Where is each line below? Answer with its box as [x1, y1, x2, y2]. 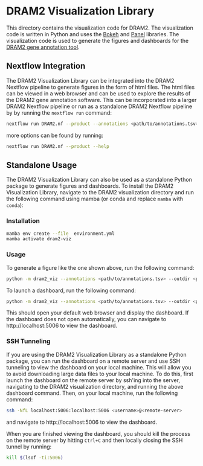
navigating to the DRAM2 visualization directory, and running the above [6, 383, 184, 390]
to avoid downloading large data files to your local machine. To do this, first [6, 370, 193, 377]
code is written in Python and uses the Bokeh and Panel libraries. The [6, 30, 179, 37]
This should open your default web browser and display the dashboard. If [6, 309, 189, 316]
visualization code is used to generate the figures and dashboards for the [6, 37, 189, 44]
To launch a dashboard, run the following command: [6, 287, 136, 294]
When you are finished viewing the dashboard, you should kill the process [6, 430, 190, 437]
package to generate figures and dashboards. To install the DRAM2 [6, 182, 174, 190]
